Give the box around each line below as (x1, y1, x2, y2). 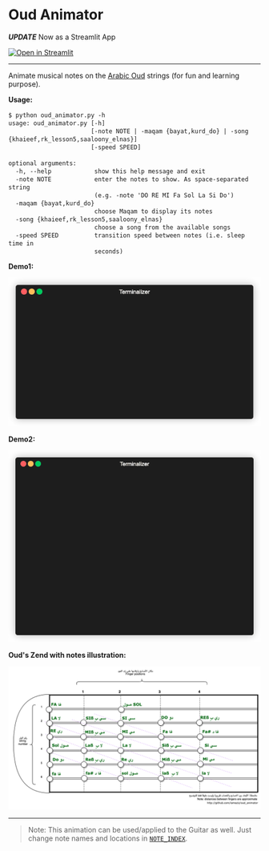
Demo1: (8, 261, 34, 271)
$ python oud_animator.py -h (8, 111, 106, 119)
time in (8, 239, 34, 248)
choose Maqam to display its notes (94, 207, 214, 216)
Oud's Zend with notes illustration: (8, 650, 126, 659)
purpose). (8, 79, 41, 89)
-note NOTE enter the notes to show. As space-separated (15, 175, 249, 184)
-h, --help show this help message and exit (15, 167, 206, 175)
